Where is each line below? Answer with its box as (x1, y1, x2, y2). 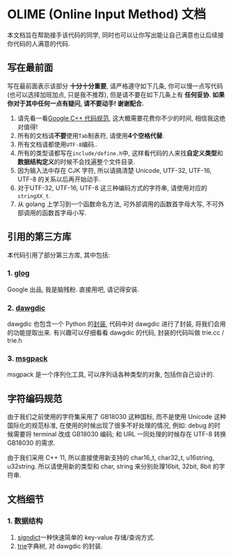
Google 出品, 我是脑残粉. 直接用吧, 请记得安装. (7, 285, 140, 293)
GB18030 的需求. (7, 438, 56, 447)
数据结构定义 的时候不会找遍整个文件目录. (17, 158, 136, 166)
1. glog (7, 268, 30, 278)
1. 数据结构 (7, 516, 43, 526)
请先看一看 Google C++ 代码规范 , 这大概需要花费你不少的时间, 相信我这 (17, 114, 220, 122)
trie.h (7, 336, 22, 345)
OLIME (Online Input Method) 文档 (7, 6, 207, 22)
